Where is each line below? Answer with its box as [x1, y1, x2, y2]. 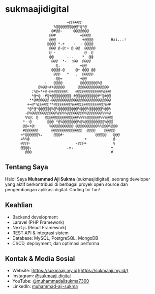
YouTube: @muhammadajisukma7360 [12, 278, 90, 284]
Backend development [12, 214, 58, 220]
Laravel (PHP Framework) [12, 219, 64, 225]
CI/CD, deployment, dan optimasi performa [12, 240, 99, 246]
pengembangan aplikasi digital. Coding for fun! [5, 186, 100, 192]
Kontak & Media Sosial [5, 254, 75, 263]
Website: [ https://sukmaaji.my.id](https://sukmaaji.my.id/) [12, 268, 129, 274]
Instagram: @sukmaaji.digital [12, 273, 71, 279]
